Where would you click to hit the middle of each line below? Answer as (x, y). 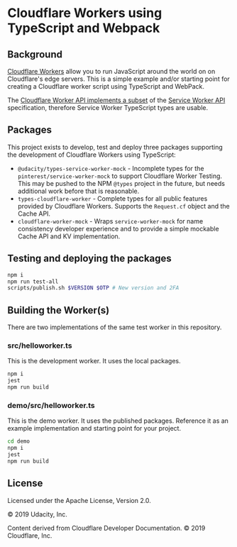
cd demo (19, 441)
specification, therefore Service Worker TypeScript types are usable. (108, 107)
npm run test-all (33, 282)
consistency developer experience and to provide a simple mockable (118, 228)
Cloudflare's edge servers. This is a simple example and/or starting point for (119, 79)
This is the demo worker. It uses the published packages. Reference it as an (118, 421)
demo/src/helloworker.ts (51, 405)
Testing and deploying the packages (89, 259)
